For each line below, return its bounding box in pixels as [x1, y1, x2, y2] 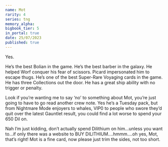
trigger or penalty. [5, 85, 43, 91]
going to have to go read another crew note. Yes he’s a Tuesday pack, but [5, 100, 158, 106]
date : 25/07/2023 [5, 36, 42, 41]
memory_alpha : [5, 21, 35, 27]
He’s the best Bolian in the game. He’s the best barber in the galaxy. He [5, 63, 152, 69]
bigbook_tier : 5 [5, 26, 39, 31]
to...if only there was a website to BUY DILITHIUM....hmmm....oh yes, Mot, [5, 131, 158, 137]
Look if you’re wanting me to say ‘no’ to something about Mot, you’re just [5, 94, 156, 100]
